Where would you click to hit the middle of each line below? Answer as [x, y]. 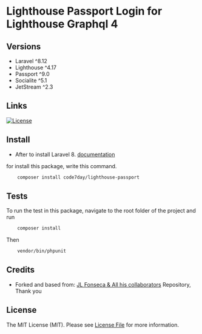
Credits [21, 270]
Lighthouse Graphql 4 [62, 24]
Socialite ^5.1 [31, 80]
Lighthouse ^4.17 [35, 67]
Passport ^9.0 [32, 74]
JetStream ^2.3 [34, 87]
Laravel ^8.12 [31, 61]
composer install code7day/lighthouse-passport [78, 177]
